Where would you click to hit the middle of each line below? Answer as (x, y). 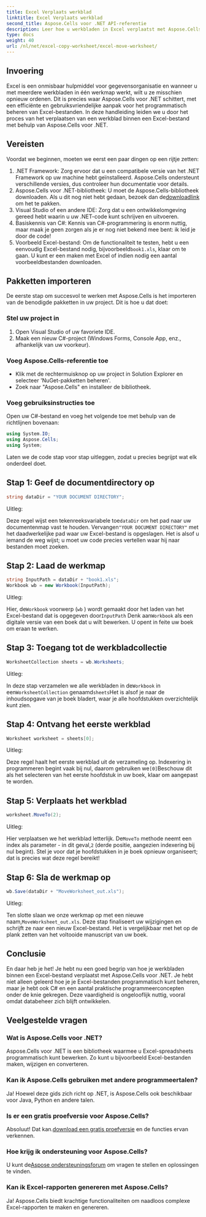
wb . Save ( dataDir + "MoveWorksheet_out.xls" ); (65, 891)
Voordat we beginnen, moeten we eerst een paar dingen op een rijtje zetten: (103, 159)
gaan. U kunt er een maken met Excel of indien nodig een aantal (96, 256)
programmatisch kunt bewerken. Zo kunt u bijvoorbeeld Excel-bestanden (99, 1058)
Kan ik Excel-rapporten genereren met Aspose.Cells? (87, 1188)
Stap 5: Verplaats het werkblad (67, 801)
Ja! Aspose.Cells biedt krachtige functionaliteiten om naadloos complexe (98, 1200)
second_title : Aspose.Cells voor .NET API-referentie (77, 23)
